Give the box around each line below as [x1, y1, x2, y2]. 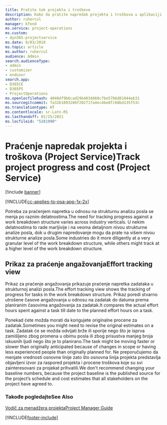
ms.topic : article [5, 44, 43, 49]
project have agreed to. [5, 381, 53, 387]
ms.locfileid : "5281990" [5, 118, 57, 124]
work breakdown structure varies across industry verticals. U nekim [5, 218, 145, 225]
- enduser [5, 72, 26, 77]
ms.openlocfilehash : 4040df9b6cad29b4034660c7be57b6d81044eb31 [5, 95, 140, 100]
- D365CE [5, 81, 23, 86]
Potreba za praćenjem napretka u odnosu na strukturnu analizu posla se [5, 208, 154, 214]
